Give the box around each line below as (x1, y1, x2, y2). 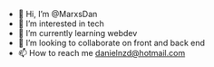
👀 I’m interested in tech (17, 18, 104, 29)
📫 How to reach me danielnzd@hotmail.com (17, 48, 186, 58)
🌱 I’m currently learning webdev (17, 28, 138, 38)
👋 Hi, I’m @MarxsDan (17, 9, 98, 19)
